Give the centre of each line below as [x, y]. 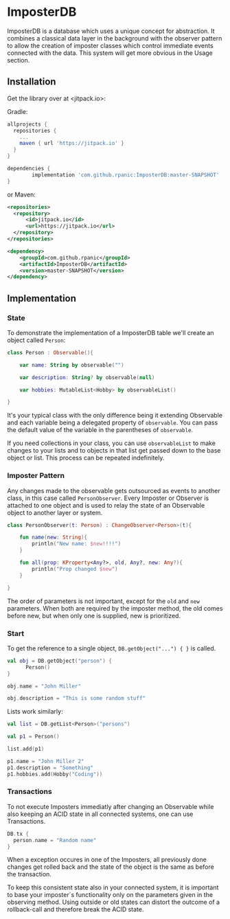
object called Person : [36, 340]
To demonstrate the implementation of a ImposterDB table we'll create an [111, 332]
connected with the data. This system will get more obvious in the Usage [110, 53]
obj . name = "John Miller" [44, 686]
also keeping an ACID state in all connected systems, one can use [100, 814]
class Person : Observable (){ [50, 352]
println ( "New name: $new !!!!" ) [77, 544]
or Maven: [21, 194]
